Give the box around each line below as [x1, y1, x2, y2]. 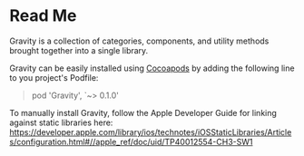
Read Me [9, 5, 77, 26]
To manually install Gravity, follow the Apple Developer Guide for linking [9, 107, 277, 118]
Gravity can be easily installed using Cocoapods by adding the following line [9, 63, 295, 73]
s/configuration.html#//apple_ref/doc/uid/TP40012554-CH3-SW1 [9, 136, 253, 147]
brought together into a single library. [9, 44, 149, 55]
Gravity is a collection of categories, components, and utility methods [9, 35, 270, 46]
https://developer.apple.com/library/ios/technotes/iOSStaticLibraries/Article [9, 126, 292, 137]
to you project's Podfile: [9, 72, 99, 83]
